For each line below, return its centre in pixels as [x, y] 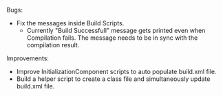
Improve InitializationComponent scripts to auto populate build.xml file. [117, 72]
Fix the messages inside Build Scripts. [70, 23]
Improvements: [28, 58]
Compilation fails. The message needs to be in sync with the [112, 38]
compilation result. [53, 45]
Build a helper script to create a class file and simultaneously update [113, 79]
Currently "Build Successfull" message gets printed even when [116, 31]
